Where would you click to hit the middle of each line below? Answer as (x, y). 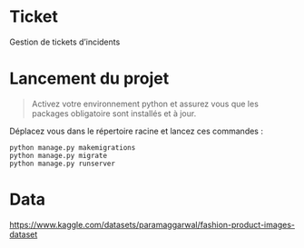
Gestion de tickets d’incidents (65, 42)
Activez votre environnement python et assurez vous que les (145, 104)
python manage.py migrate (58, 155)
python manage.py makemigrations (73, 147)
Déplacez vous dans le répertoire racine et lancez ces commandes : (136, 131)
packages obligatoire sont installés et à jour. (114, 113)
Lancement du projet (89, 79)
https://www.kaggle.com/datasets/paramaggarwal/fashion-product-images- (152, 224)
